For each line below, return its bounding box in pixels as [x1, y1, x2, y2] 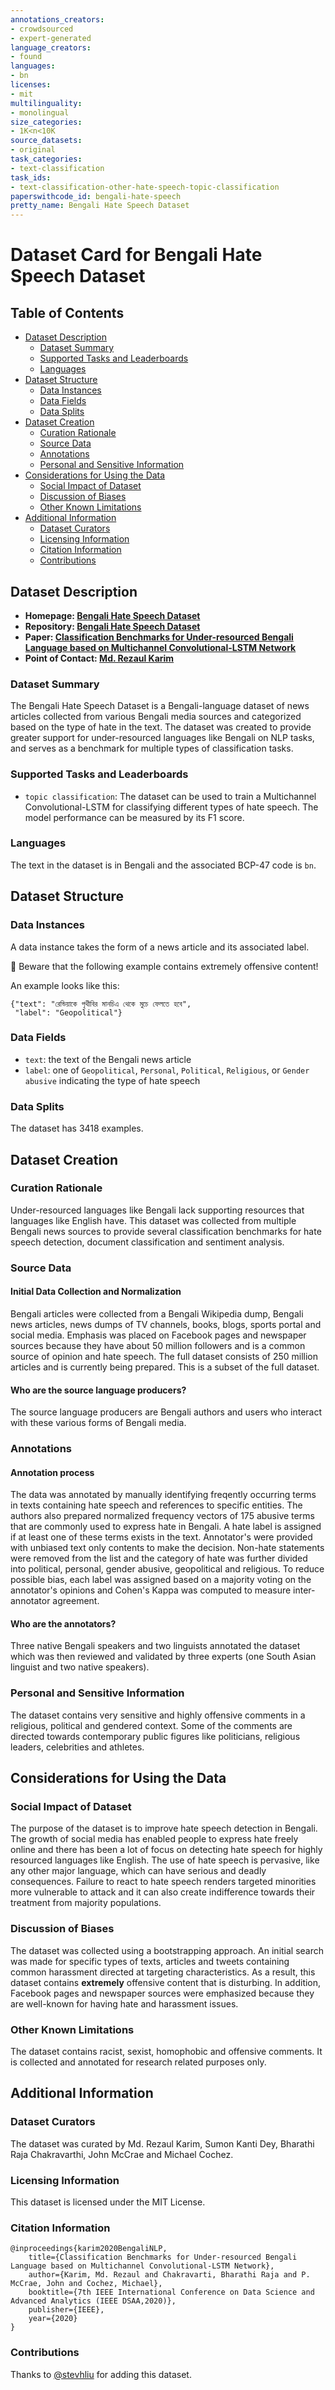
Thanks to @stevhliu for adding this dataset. [10, 2368, 192, 2380]
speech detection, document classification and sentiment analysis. [10, 1236, 285, 1248]
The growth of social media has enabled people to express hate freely [10, 1833, 299, 1845]
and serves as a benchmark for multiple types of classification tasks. [10, 742, 294, 755]
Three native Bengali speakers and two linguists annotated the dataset [10, 1640, 301, 1652]
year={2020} [28, 2314, 78, 2324]
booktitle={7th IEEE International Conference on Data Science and [28, 2287, 315, 2298]
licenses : [10, 80, 52, 90]
